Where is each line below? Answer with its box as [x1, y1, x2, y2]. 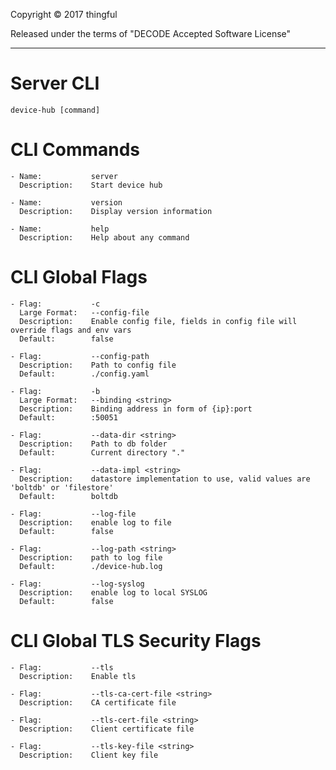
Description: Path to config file [19, 360, 177, 370]
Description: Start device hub [19, 180, 163, 190]
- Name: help [10, 224, 110, 234]
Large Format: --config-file [19, 307, 150, 318]
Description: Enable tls [19, 671, 137, 681]
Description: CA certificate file [19, 697, 177, 708]
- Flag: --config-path [10, 351, 150, 361]
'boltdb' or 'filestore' [10, 482, 114, 493]
